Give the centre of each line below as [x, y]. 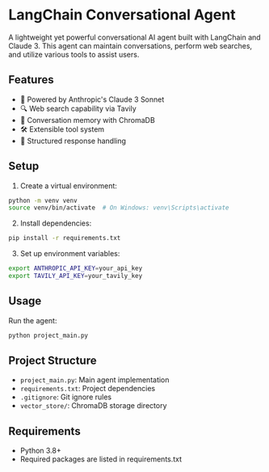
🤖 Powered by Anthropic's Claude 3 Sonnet [92, 99]
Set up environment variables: [70, 254]
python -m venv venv [43, 200]
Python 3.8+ [41, 451]
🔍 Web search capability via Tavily [78, 108]
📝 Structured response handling [73, 141]
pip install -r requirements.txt [65, 238]
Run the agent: [33, 320]
